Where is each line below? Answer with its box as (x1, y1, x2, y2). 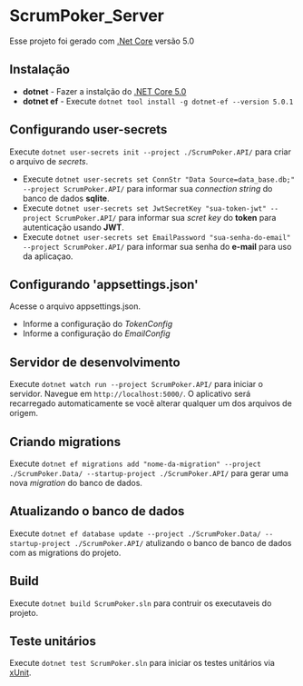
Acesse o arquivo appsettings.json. (9, 301, 141, 312)
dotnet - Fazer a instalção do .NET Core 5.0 (22, 85, 187, 96)
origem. (9, 408, 39, 419)
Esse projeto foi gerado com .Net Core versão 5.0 (9, 35, 195, 46)
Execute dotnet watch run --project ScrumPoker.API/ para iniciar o (9, 379, 263, 390)
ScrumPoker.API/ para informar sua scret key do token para (55, 212, 277, 223)
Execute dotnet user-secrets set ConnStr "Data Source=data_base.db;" (22, 174, 295, 184)
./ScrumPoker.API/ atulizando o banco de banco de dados (73, 537, 292, 548)
